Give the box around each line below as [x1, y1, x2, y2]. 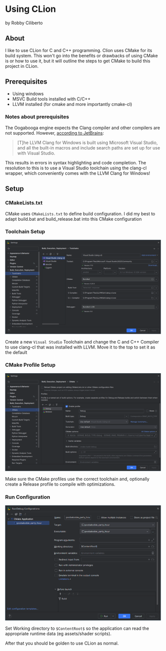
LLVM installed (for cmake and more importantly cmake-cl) [12, 101, 132, 107]
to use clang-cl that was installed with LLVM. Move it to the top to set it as [5, 344, 156, 350]
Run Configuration [5, 494, 50, 501]
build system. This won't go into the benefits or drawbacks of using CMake [5, 52, 158, 58]
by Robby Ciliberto [5, 20, 43, 26]
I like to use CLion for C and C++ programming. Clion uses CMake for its [5, 47, 152, 53]
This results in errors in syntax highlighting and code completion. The [5, 159, 147, 165]
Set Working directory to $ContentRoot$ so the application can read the [5, 625, 149, 631]
